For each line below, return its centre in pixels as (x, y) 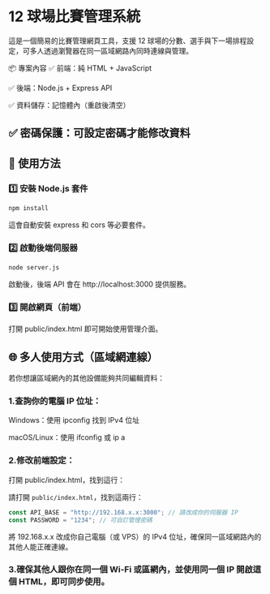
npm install (28, 209)
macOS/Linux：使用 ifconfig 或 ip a (67, 437)
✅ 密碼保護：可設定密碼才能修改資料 (99, 133)
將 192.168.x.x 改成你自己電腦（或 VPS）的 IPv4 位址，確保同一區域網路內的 (135, 536)
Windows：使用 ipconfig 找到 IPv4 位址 (74, 420)
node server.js (34, 268)
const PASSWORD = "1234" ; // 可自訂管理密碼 (80, 520)
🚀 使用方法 (34, 163)
